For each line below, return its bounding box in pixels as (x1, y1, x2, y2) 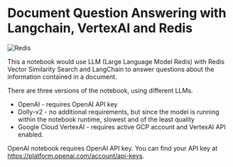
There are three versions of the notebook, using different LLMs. (7, 86, 193, 95)
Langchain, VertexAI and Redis (7, 20, 193, 36)
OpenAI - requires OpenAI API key (17, 99, 118, 108)
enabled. (17, 130, 44, 139)
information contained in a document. (7, 72, 117, 81)
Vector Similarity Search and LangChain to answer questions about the (7, 65, 215, 73)
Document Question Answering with (7, 5, 227, 21)
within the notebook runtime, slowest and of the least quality (17, 115, 195, 124)
